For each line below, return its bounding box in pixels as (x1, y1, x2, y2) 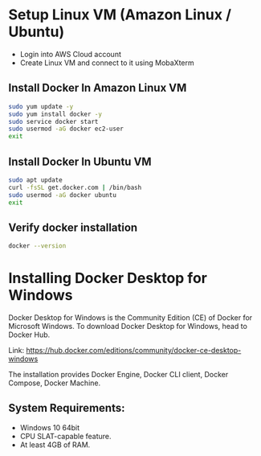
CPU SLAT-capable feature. (19, 431, 112, 441)
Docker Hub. (8, 330, 51, 339)
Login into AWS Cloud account (19, 49, 122, 59)
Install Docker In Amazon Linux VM (8, 81, 187, 95)
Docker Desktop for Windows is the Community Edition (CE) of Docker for (8, 313, 253, 322)
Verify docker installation (8, 220, 138, 234)
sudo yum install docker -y (8, 110, 103, 118)
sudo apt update (8, 175, 63, 184)
